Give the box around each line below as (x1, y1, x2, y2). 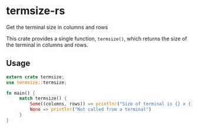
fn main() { (6, 90, 35, 96)
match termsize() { (19, 95, 67, 101)
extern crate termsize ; (6, 74, 65, 80)
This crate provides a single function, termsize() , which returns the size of (6, 35, 187, 42)
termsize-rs (6, 4, 65, 18)
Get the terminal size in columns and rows (6, 24, 108, 31)
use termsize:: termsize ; (6, 80, 67, 85)
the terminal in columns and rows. (6, 41, 88, 48)
